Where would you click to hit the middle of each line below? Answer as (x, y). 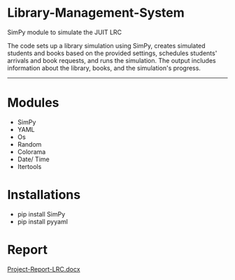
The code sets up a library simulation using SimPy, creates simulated (106, 45)
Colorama (31, 152)
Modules (33, 103)
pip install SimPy (41, 214)
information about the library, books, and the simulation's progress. (104, 68)
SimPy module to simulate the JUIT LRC (65, 32)
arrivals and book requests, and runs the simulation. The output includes (112, 60)
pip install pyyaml (43, 221)
